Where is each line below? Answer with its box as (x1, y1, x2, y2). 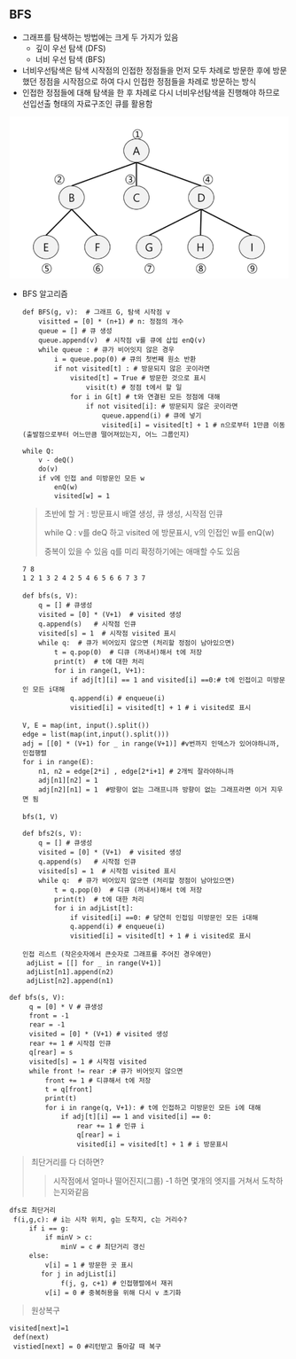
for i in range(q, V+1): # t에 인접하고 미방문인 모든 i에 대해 (44, 1103, 261, 1112)
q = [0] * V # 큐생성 (28, 1002, 104, 1011)
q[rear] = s (28, 1048, 74, 1057)
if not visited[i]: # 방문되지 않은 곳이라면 (85, 402, 238, 410)
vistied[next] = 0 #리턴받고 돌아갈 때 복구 (12, 1342, 162, 1351)
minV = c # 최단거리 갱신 (60, 1242, 145, 1251)
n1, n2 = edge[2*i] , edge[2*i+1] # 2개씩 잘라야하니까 (38, 767, 234, 776)
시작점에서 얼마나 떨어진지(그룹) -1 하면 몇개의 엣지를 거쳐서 (52, 1175, 260, 1186)
